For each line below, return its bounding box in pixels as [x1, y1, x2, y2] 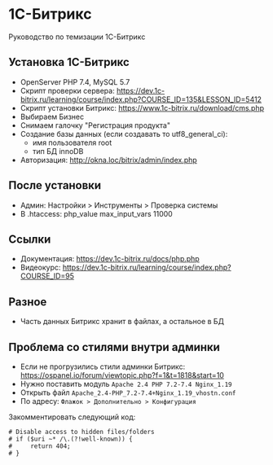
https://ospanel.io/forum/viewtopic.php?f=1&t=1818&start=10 [20, 371, 224, 379]
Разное [8, 295, 47, 309]
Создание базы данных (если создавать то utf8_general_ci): [20, 129, 228, 138]
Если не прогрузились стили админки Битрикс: [20, 362, 186, 371]
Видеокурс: [20, 262, 61, 273]
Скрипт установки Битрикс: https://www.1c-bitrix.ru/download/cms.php [20, 103, 265, 112]
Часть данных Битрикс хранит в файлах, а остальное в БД [20, 317, 224, 327]
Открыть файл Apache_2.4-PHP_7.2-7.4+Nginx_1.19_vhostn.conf [20, 388, 236, 397]
